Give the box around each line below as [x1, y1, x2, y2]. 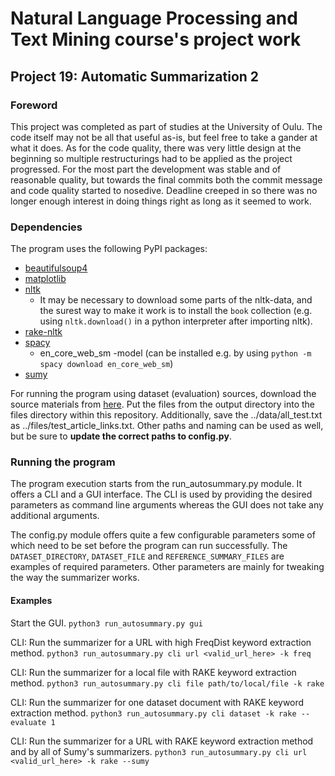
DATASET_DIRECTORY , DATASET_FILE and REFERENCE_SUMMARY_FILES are [10, 550, 285, 562]
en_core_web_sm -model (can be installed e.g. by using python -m [39, 347, 312, 359]
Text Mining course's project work [10, 28, 302, 51]
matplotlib [24, 273, 67, 285]
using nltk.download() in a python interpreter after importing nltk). [39, 315, 313, 327]
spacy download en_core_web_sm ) [39, 358, 174, 370]
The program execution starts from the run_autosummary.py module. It [10, 478, 303, 490]
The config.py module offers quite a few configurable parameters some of [10, 529, 316, 541]
